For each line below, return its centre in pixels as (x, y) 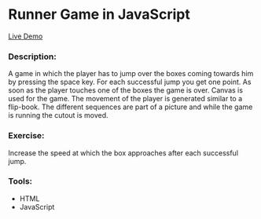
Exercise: (26, 136)
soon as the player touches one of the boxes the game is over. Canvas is (126, 90)
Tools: (20, 181)
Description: (32, 57)
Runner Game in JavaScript (99, 15)
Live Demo (26, 36)
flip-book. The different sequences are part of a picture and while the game (130, 107)
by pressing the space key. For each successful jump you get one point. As (130, 82)
